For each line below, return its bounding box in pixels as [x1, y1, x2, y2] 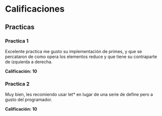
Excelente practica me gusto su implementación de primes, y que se [5, 48, 142, 54]
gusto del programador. [5, 97, 53, 103]
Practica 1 [5, 38, 29, 44]
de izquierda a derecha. [5, 58, 53, 64]
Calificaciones [5, 3, 65, 15]
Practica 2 [5, 80, 30, 87]
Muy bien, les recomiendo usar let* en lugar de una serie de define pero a [5, 92, 153, 97]
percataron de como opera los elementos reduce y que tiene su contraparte [5, 54, 157, 59]
